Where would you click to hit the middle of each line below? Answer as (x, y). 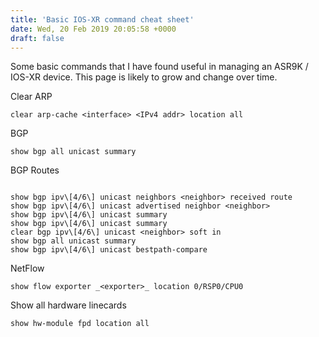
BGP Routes (35, 170)
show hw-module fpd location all (80, 324)
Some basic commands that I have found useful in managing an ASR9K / (159, 67)
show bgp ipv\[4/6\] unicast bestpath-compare (109, 250)
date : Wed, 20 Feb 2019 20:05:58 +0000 (93, 29)
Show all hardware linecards (68, 305)
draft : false (37, 38)
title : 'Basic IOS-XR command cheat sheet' (102, 19)
